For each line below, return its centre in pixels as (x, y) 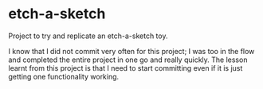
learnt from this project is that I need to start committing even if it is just (126, 68)
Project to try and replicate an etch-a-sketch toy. (88, 36)
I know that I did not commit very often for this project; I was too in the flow (131, 51)
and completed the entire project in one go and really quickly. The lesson (128, 60)
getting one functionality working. (64, 76)
